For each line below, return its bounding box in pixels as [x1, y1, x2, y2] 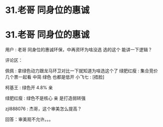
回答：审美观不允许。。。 [5, 117, 53, 123]
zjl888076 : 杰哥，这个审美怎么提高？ [5, 106, 82, 112]
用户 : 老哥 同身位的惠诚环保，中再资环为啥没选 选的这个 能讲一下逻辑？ [5, 47, 153, 53]
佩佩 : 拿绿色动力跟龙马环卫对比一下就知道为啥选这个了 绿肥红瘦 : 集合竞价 [5, 68, 158, 74]
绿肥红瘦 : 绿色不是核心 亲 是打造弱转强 [5, 95, 86, 101]
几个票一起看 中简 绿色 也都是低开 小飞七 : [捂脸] [5, 74, 105, 80]
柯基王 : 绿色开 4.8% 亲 [5, 85, 53, 91]
